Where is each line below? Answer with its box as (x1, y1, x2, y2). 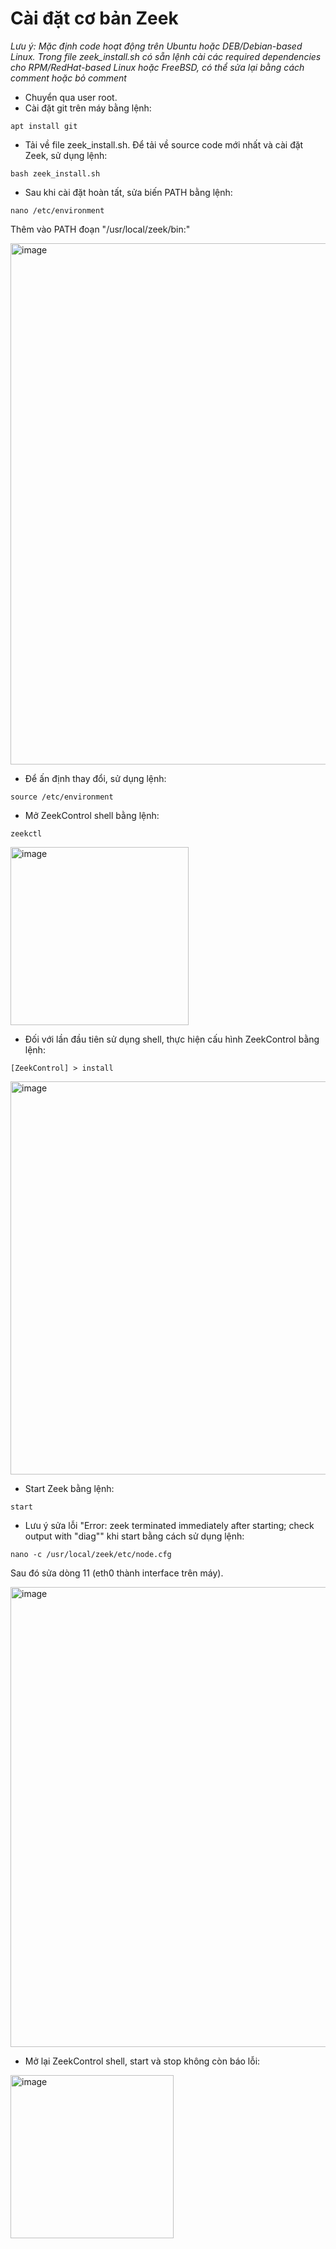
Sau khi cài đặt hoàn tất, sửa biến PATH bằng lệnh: (24, 186, 233, 198)
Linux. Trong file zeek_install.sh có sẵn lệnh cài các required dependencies (10, 50, 322, 62)
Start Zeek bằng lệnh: (24, 1482, 115, 1494)
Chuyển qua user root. (24, 91, 118, 103)
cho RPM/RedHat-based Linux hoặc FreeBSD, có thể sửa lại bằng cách (10, 61, 305, 73)
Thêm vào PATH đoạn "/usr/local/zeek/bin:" (10, 223, 191, 235)
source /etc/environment (10, 792, 114, 802)
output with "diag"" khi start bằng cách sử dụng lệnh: (24, 1530, 245, 1542)
